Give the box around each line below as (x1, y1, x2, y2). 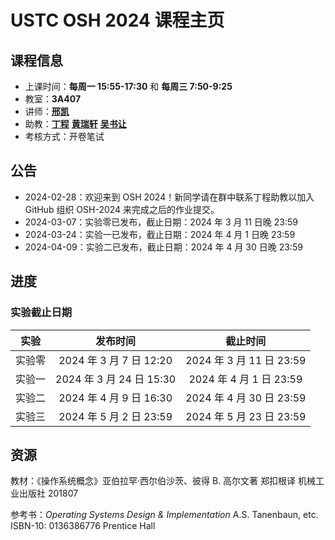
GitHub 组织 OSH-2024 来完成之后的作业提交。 (24, 203, 220, 215)
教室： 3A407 (24, 93, 82, 105)
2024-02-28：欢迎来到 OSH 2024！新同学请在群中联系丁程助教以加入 (24, 191, 315, 203)
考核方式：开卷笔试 (24, 131, 105, 142)
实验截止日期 (10, 306, 73, 320)
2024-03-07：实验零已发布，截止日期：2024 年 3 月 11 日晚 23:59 (24, 216, 298, 228)
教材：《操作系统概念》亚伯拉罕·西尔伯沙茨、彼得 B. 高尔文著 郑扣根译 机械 (10, 475, 316, 487)
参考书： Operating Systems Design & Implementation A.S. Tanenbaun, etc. (10, 509, 319, 521)
